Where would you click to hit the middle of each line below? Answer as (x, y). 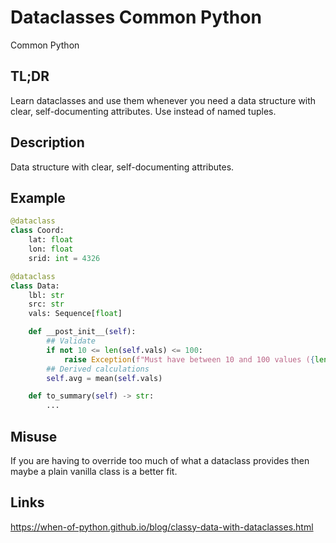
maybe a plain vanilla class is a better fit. (94, 471)
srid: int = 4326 (64, 258)
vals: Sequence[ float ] (75, 314)
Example (38, 197)
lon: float (51, 249)
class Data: (35, 286)
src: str (46, 304)
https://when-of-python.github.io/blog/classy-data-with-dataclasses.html (162, 527)
